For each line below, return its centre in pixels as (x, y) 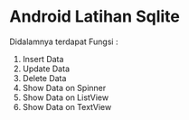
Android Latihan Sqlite (95, 17)
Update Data (46, 69)
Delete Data (44, 78)
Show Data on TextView (67, 106)
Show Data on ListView (66, 97)
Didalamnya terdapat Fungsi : (64, 42)
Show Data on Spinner (64, 88)
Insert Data (43, 59)
